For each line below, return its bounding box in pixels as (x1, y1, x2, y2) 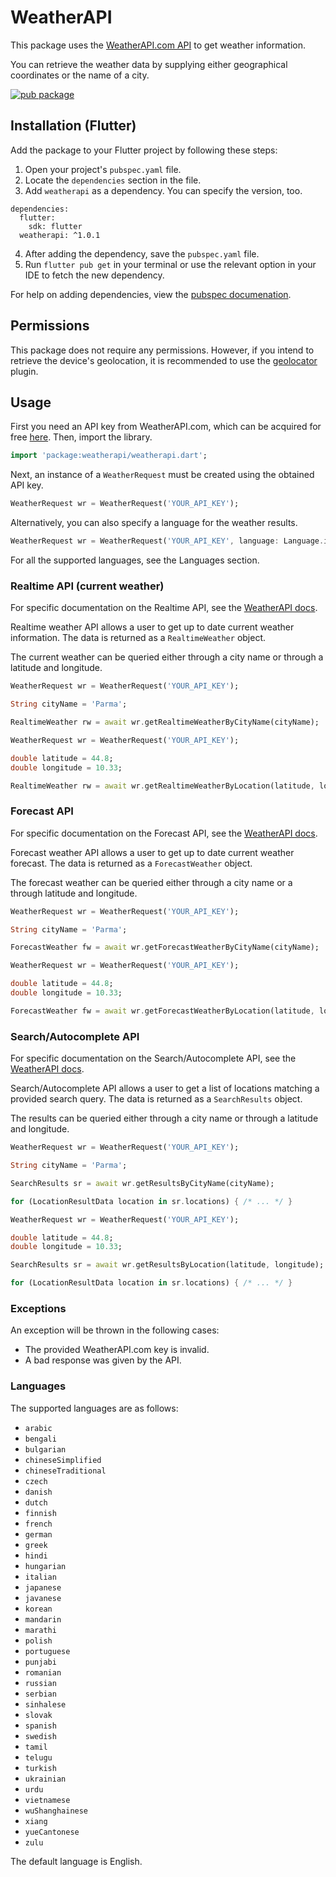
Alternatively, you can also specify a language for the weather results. (10, 517, 298, 529)
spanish (24, 1721, 57, 1731)
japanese (24, 1582, 62, 1593)
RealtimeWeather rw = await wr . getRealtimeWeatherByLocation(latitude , (10, 781, 315, 791)
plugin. (10, 365, 39, 377)
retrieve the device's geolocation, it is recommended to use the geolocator (10, 354, 318, 366)
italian (24, 1572, 57, 1582)
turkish (24, 1763, 57, 1773)
